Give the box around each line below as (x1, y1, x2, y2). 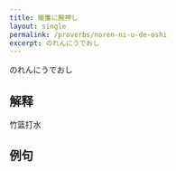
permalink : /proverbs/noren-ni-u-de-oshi (9, 30, 168, 39)
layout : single (9, 22, 67, 31)
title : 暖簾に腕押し (9, 13, 79, 23)
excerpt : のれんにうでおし (9, 38, 100, 48)
